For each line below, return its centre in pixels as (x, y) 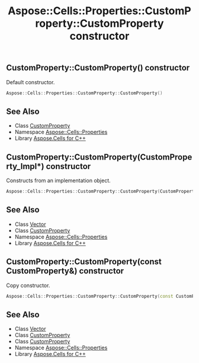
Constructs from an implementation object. (58, 181)
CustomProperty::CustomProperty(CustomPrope (99, 157)
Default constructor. (31, 82)
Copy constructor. (28, 285)
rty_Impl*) (25, 166)
